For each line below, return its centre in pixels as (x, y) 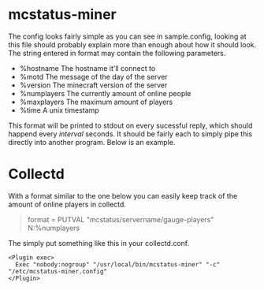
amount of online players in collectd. (67, 204)
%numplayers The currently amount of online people (105, 93)
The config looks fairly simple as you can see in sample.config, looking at (127, 36)
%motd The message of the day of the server (93, 76)
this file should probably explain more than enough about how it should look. (132, 44)
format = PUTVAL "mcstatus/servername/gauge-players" (121, 219)
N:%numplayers (54, 228)
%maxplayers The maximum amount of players (96, 102)
